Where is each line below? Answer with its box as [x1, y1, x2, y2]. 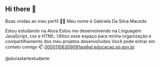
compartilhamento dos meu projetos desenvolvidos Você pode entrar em [5, 38, 156, 44]
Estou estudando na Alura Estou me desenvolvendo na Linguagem [5, 28, 142, 34]
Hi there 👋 [5, 5, 36, 13]
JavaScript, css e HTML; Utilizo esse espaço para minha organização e [5, 33, 152, 39]
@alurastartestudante [5, 55, 50, 61]
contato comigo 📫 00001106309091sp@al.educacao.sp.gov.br [5, 44, 135, 50]
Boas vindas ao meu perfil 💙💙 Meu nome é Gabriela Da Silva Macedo [5, 18, 147, 24]
